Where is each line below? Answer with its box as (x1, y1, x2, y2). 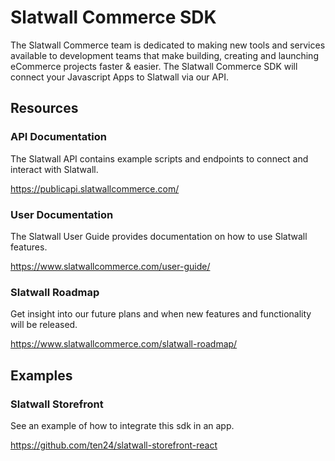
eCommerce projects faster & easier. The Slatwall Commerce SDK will (10, 60, 298, 72)
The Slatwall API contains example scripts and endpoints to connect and (10, 152, 309, 165)
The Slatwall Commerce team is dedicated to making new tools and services (10, 39, 326, 51)
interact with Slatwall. (10, 163, 99, 175)
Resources (10, 100, 79, 117)
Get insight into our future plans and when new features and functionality (10, 308, 312, 320)
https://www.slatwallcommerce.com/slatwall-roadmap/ (10, 338, 238, 350)
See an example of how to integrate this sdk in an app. (10, 419, 235, 431)
